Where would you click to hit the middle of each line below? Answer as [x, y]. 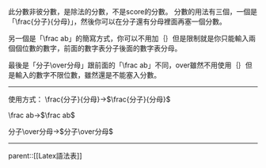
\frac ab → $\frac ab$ [42, 115]
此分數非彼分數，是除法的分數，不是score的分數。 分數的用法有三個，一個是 [133, 11]
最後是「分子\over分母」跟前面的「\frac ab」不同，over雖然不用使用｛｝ [127, 65]
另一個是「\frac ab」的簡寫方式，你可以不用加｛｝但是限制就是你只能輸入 [129, 38]
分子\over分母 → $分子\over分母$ [61, 132]
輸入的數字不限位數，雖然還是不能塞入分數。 [87, 75]
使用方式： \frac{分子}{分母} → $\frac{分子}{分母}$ [89, 99]
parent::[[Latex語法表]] [45, 156]
